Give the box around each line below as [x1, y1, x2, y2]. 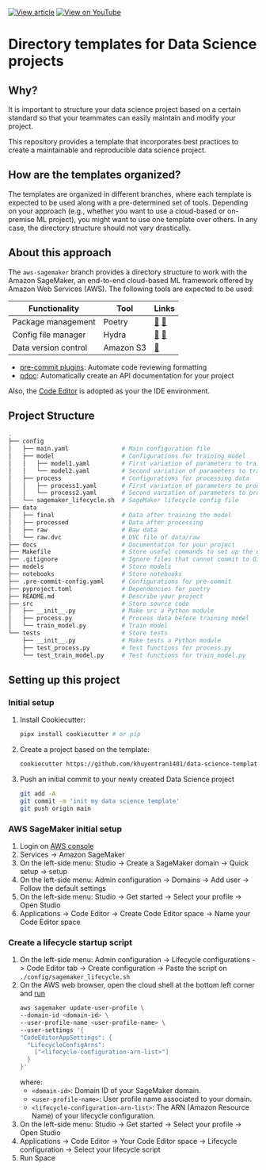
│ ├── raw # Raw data [8, 526, 158, 534]
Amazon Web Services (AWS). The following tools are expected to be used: [8, 284, 255, 293]
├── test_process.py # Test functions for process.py [22, 643, 232, 652]
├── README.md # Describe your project [8, 592, 203, 600]
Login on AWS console [19, 841, 94, 850]
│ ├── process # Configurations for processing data [8, 474, 249, 482]
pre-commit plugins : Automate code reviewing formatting [19, 362, 207, 372]
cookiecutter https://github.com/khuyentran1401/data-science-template [19, 760, 261, 769]
